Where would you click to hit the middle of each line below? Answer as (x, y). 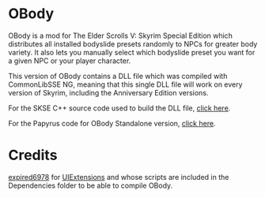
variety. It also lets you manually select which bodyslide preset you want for (132, 52)
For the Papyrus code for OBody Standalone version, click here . (112, 123)
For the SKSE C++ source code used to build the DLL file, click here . (119, 108)
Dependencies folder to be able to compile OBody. (91, 185)
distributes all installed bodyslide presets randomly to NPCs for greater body (133, 43)
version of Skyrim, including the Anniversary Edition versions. (108, 92)
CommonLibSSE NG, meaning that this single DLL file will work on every (125, 84)
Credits (33, 155)
